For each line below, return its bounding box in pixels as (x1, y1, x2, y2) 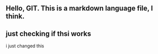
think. (6, 12, 25, 21)
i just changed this (6, 43, 45, 49)
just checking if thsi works (6, 29, 91, 38)
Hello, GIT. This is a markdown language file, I (6, 4, 153, 13)
